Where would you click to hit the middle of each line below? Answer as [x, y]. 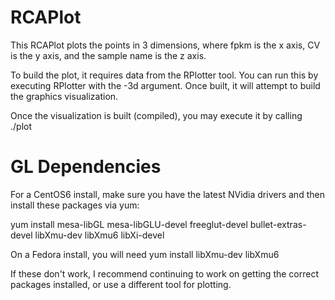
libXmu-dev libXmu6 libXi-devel [99, 235]
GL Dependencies [86, 167]
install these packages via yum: [75, 205]
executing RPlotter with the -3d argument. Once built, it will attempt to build [165, 85]
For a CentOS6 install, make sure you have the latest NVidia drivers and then [167, 194]
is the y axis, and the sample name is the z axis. [108, 55]
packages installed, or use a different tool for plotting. [121, 284]
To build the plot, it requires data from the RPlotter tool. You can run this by [164, 75]
